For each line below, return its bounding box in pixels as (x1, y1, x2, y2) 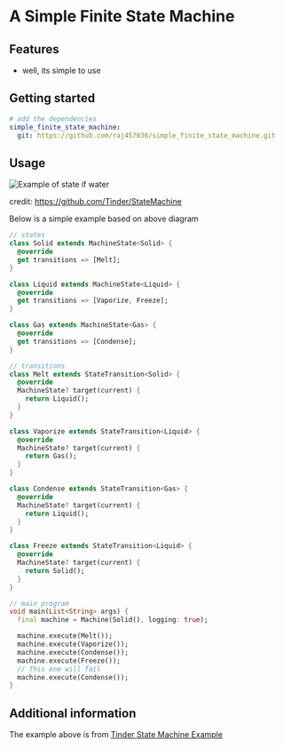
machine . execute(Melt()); (17, 632, 114, 641)
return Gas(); (25, 451, 77, 461)
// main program (9, 599, 69, 608)
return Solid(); (25, 566, 86, 575)
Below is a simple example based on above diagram (9, 213, 199, 224)
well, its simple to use (21, 65, 101, 76)
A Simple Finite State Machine (9, 6, 235, 27)
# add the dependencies (9, 114, 98, 123)
